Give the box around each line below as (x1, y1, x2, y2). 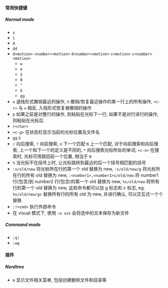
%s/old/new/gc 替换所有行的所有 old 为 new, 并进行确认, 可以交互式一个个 (12, 191, 163, 197)
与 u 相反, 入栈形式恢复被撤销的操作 (18, 105, 92, 111)
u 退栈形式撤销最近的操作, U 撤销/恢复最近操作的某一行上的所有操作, (12, 98, 153, 104)
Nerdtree (5, 263, 25, 269)
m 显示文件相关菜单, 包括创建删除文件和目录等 (12, 277, 107, 283)
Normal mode (5, 17, 35, 23)
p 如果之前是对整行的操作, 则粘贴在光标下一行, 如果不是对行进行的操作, (12, 111, 159, 117)
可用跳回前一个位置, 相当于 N (32, 153, 92, 159)
